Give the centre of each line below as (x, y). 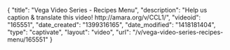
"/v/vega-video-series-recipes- (178, 32)
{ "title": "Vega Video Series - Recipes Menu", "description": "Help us (107, 10)
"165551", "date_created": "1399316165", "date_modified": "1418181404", (111, 25)
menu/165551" (28, 40)
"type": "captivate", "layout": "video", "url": (69, 32)
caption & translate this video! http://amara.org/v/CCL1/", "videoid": (104, 17)
